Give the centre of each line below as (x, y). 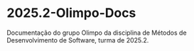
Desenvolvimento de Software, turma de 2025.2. (78, 40)
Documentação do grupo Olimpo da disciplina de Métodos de (97, 33)
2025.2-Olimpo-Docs (71, 13)
